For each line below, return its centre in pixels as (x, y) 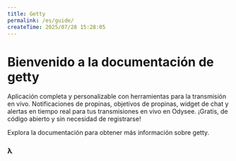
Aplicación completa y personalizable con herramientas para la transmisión (117, 97)
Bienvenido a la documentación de (111, 62)
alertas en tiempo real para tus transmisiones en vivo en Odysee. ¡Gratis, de (118, 112)
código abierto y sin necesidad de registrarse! (74, 119)
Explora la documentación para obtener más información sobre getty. (108, 133)
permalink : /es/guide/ (41, 20)
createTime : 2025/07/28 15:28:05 (57, 27)
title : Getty (26, 14)
